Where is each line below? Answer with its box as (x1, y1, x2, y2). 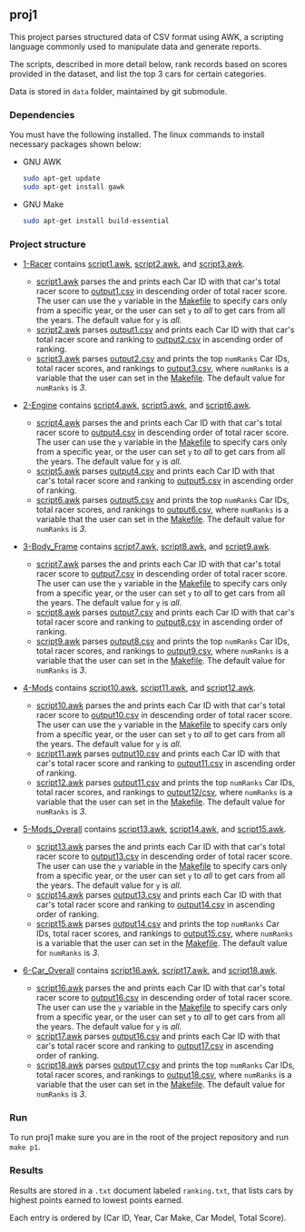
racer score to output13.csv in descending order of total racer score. (35, 851, 292, 862)
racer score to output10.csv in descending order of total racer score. (35, 710, 292, 721)
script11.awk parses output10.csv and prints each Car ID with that (35, 748, 280, 759)
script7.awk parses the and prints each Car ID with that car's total (35, 558, 281, 570)
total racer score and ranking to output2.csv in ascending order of (35, 334, 283, 345)
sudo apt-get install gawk (22, 182, 125, 192)
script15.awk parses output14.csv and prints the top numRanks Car (35, 919, 280, 930)
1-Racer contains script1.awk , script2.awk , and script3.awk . (22, 259, 245, 270)
